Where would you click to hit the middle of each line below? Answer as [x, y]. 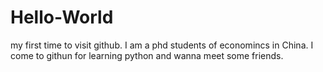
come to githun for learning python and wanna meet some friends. [147, 55]
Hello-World [62, 17]
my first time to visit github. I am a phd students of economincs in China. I [162, 45]
